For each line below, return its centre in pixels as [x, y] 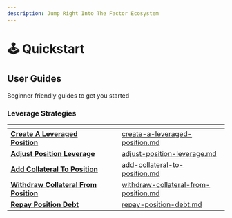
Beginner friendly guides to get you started [68, 95]
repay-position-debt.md [162, 204]
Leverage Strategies [42, 113]
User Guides [35, 79]
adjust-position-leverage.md [169, 153]
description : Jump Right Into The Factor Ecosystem [83, 13]
